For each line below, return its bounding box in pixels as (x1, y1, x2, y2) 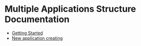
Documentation (4, 14, 70, 25)
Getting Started (11, 30, 43, 36)
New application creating (11, 35, 63, 41)
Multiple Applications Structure (4, 3, 137, 15)
